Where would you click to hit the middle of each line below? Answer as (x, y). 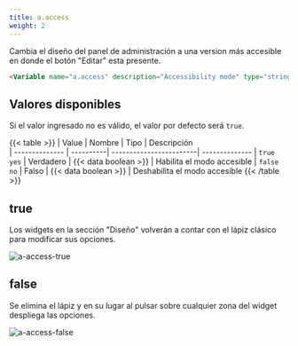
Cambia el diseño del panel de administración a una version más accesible (145, 51)
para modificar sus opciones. (63, 239)
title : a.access (39, 17)
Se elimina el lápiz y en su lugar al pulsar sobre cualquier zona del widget (143, 305)
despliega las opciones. (52, 315)
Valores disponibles (65, 104)
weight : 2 (27, 26)
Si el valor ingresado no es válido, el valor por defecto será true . (127, 126)
